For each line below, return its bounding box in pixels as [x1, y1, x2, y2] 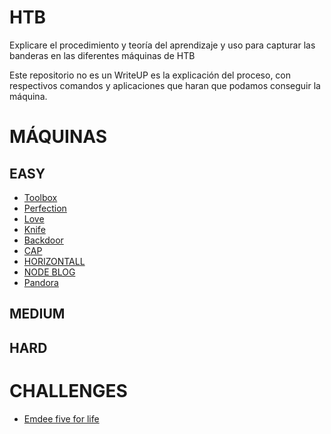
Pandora [23, 276, 59, 288]
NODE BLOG [23, 266, 76, 278]
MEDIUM [9, 306, 66, 323]
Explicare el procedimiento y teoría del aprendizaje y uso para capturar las [9, 39, 316, 51]
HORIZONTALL [23, 255, 86, 267]
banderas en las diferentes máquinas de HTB [9, 49, 196, 61]
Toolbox [23, 191, 58, 203]
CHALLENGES [9, 379, 128, 402]
